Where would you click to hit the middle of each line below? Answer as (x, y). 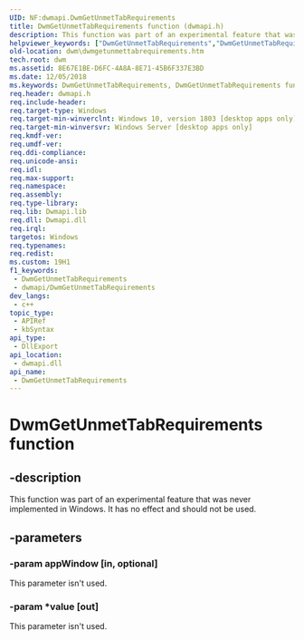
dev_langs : (30, 296)
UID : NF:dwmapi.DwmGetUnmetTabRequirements (93, 18)
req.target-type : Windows (58, 111)
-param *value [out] (54, 606)
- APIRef (30, 321)
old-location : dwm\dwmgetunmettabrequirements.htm (107, 52)
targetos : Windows (44, 237)
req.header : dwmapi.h (50, 93)
